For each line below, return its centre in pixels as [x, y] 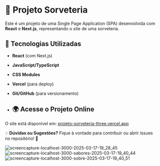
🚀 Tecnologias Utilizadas [43, 44]
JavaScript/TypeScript [36, 65]
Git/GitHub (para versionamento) [45, 93]
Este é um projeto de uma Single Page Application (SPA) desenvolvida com [80, 23]
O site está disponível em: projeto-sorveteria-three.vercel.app [67, 123]
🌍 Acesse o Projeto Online [53, 109]
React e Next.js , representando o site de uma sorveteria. [62, 28]
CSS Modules [26, 74]
